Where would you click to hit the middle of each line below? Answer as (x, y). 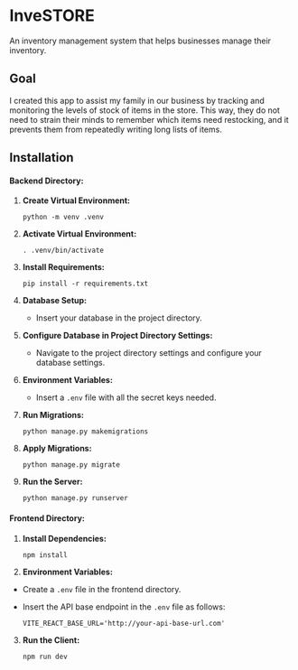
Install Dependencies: (64, 538)
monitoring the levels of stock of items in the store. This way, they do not (144, 110)
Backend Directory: (47, 181)
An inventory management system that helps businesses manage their (140, 41)
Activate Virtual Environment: (79, 234)
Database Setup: (55, 301)
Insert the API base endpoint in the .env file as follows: (124, 607)
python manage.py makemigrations (85, 432)
